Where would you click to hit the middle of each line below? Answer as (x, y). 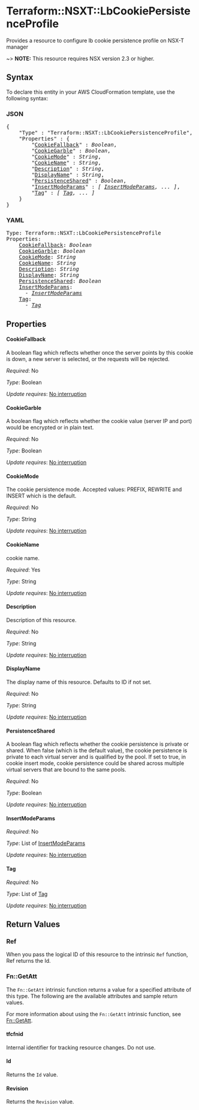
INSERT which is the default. (41, 496)
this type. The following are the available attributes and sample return (92, 996)
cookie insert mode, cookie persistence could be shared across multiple (95, 763)
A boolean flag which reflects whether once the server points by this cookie (100, 352)
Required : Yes (23, 570)
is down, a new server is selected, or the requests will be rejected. (88, 359)
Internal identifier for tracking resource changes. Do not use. (81, 1047)
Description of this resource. (41, 620)
